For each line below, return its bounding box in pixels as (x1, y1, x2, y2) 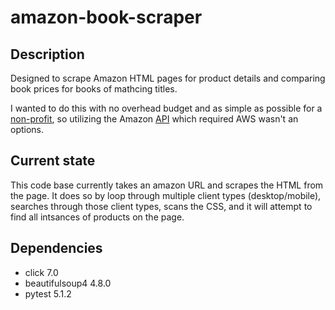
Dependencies (10, 240, 103, 257)
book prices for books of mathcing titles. (10, 83, 178, 95)
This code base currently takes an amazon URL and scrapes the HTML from (10, 179, 324, 191)
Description (10, 46, 85, 63)
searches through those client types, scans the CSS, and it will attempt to (10, 200, 313, 212)
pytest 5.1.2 (24, 287, 72, 300)
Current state (10, 152, 96, 170)
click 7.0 (24, 266, 59, 278)
